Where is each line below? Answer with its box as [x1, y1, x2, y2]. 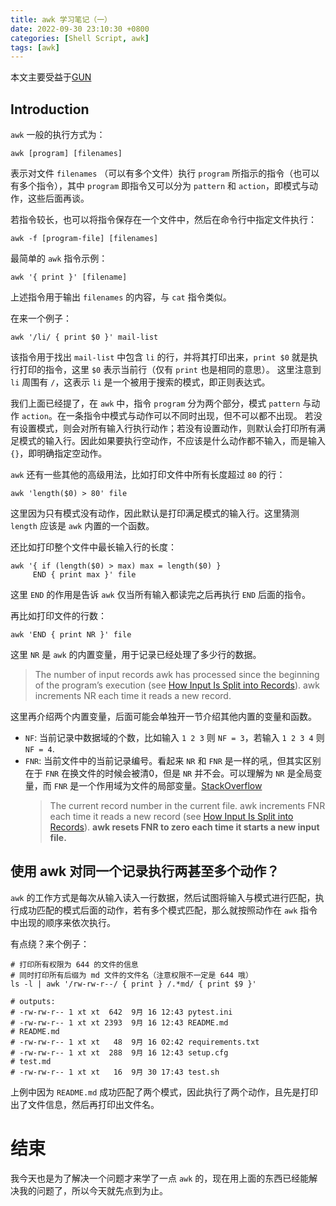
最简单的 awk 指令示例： [10, 252, 108, 265]
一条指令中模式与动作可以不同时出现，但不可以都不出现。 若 [65, 410, 314, 422]
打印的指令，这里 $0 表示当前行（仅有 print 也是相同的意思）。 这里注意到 [18, 364, 322, 376]
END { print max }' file [32, 570, 137, 580]
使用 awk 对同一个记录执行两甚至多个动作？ [10, 863, 280, 880]
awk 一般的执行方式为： [10, 129, 106, 141]
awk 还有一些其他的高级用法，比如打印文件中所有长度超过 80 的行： [10, 469, 286, 481]
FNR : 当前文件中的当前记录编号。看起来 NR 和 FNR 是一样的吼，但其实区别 [24, 755, 322, 767]
